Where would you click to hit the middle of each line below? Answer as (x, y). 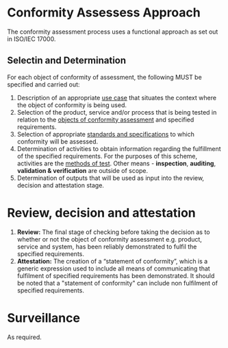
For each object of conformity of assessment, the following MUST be (104, 77)
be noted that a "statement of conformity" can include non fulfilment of (117, 283)
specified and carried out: (43, 84)
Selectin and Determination (67, 61)
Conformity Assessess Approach (104, 13)
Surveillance (44, 318)
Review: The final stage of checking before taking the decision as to (113, 232)
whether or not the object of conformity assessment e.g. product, (109, 239)
